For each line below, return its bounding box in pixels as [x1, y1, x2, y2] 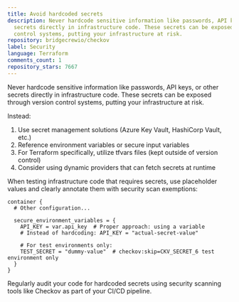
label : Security [7, 43, 55, 50]
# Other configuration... [14, 204, 91, 212]
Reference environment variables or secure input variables [17, 140, 190, 149]
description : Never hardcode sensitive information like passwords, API [7, 17, 228, 24]
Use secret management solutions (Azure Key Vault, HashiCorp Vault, [17, 125, 222, 134]
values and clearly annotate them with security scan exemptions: [7, 184, 198, 193]
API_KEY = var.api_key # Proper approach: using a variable [20, 223, 205, 230]
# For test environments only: [20, 242, 113, 249]
